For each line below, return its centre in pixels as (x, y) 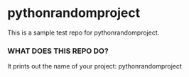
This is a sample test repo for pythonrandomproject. (83, 32)
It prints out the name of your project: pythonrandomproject (95, 66)
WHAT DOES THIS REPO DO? (58, 51)
